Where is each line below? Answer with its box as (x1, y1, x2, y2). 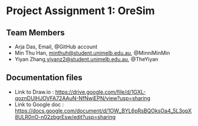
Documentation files (6, 72, 82, 83)
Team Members (6, 28, 65, 38)
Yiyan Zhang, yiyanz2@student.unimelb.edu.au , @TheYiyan (14, 56, 159, 62)
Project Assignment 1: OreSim (6, 4, 155, 18)
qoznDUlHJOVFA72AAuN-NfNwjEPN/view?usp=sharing (14, 94, 151, 101)
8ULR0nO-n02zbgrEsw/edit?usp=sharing (14, 113, 116, 120)
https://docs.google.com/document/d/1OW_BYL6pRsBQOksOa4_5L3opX (14, 107, 192, 114)
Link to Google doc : (14, 101, 64, 108)
